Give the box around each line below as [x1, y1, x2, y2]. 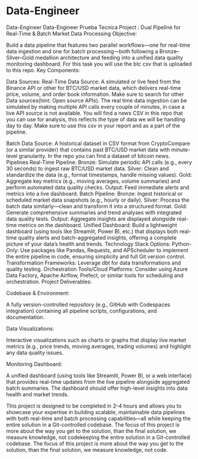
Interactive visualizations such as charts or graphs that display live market [6, 336, 186, 344]
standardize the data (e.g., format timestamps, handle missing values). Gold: [6, 171, 192, 178]
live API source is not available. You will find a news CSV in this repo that [6, 109, 183, 117]
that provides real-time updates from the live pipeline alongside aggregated [6, 378, 190, 385]
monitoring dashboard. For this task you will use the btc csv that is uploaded [6, 60, 192, 67]
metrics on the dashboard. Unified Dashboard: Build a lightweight [18, 221, 177, 228]
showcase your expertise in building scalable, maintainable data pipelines [6, 408, 185, 415]
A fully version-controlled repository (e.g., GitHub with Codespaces [6, 300, 170, 308]
